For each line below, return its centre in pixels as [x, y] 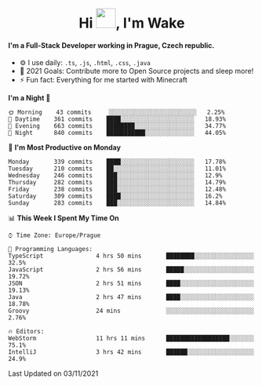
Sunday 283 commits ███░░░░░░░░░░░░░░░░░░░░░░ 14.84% [117, 203]
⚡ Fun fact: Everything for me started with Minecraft [104, 80]
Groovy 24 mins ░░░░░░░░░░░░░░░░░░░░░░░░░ [131, 311]
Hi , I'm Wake [132, 23]
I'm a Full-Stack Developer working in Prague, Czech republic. [111, 45]
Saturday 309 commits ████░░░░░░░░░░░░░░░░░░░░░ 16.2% [115, 196]
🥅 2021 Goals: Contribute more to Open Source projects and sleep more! [136, 71]
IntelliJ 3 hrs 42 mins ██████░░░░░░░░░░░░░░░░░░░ [131, 352]
